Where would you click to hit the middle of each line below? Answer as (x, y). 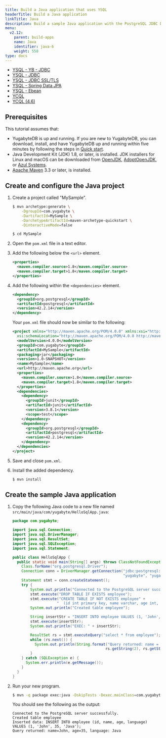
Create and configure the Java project (65, 185)
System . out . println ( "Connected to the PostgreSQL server (90, 589)
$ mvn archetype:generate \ (41, 207)
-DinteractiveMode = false (47, 225)
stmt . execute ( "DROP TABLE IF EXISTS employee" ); (81, 594)
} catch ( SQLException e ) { (50, 658)
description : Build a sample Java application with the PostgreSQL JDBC (82, 24)
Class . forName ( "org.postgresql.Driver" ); (64, 567)
